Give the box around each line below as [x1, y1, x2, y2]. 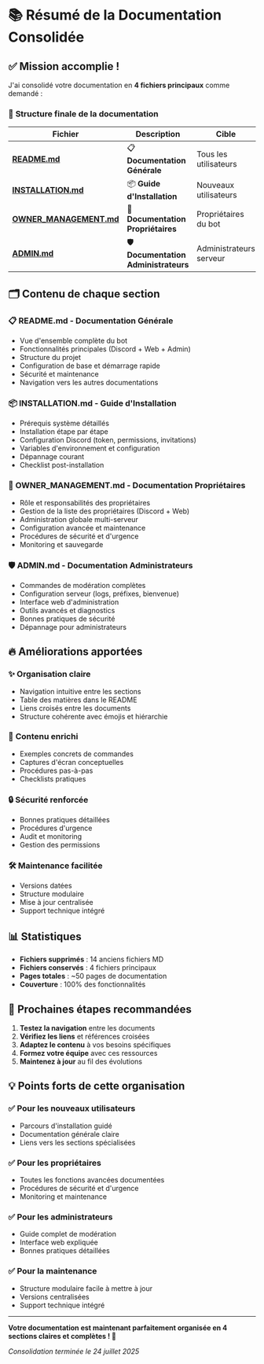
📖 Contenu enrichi [8, 731, 79, 742]
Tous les [196, 149, 228, 160]
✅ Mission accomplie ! [8, 60, 120, 73]
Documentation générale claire [19, 1129, 119, 1138]
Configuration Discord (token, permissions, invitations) [19, 436, 196, 445]
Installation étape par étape [19, 427, 108, 436]
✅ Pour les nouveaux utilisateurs [8, 1103, 136, 1114]
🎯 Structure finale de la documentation [8, 108, 159, 119]
